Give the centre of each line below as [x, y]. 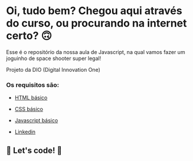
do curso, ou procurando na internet [97, 23]
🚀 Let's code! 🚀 [34, 150]
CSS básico [29, 109]
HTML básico [31, 98]
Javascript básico [36, 120]
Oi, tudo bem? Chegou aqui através [94, 11]
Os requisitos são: [33, 85]
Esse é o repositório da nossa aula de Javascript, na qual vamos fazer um [96, 52]
